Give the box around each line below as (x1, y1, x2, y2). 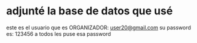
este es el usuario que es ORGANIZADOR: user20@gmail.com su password (6, 24, 191, 31)
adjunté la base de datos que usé (6, 4, 173, 18)
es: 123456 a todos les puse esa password (6, 30, 112, 37)
